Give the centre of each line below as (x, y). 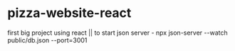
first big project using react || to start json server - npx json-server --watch (117, 33)
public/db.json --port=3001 (47, 40)
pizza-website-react (69, 13)
